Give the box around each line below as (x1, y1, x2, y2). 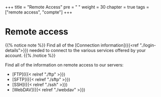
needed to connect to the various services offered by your (29, 47, 146, 53)
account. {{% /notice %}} (5, 52, 56, 58)
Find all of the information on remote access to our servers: (5, 62, 124, 67)
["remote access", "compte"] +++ (5, 9, 73, 15)
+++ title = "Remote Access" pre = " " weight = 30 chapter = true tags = (5, 4, 149, 10)
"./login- (140, 42, 156, 48)
